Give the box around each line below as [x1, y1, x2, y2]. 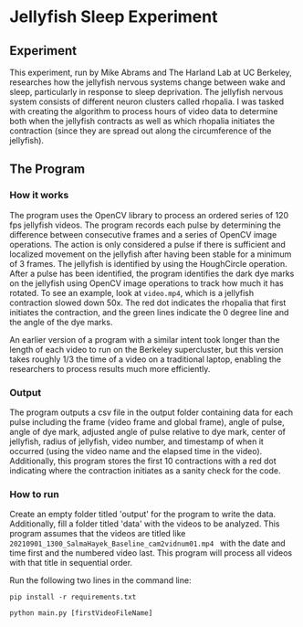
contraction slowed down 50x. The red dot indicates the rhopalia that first [9, 297, 287, 308]
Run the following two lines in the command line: [9, 575, 192, 586]
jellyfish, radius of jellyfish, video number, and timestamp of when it [9, 436, 265, 447]
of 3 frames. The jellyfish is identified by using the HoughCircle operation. [9, 258, 287, 269]
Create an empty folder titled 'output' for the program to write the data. [9, 509, 277, 520]
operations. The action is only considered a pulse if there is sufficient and [9, 239, 286, 250]
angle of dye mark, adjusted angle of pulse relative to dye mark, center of [9, 426, 286, 437]
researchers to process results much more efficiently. [9, 363, 211, 374]
